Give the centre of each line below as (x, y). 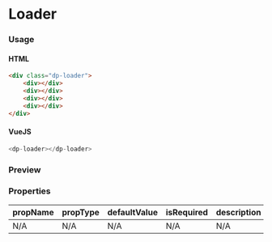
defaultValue (132, 212)
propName (33, 212)
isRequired (187, 212)
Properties (30, 191)
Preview (25, 169)
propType (81, 212)
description (238, 212)
